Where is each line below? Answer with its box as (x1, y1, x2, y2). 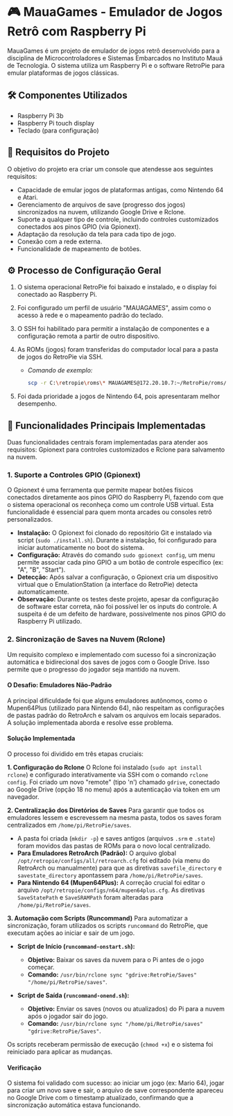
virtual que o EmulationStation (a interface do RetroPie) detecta (17, 581, 198, 589)
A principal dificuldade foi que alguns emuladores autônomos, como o (7, 696, 208, 705)
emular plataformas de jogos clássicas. (7, 69, 119, 77)
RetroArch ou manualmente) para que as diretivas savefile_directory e (17, 864, 222, 873)
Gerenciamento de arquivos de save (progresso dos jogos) (17, 200, 186, 209)
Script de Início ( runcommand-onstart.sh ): (17, 943, 135, 951)
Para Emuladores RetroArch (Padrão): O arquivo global (17, 849, 177, 857)
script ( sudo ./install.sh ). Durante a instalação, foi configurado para (17, 536, 217, 544)
